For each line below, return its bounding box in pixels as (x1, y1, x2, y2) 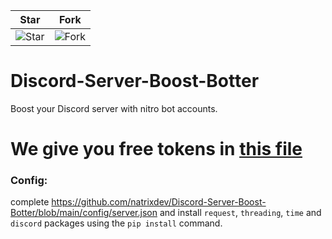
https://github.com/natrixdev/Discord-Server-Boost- (51, 196, 267, 208)
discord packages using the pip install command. (10, 217, 223, 229)
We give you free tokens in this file (10, 138, 303, 161)
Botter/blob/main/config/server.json (10, 207, 158, 219)
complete (10, 196, 50, 208)
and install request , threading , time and (159, 207, 322, 219)
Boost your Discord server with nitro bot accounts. (10, 102, 218, 114)
